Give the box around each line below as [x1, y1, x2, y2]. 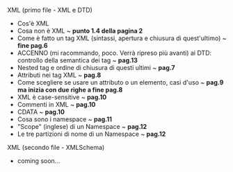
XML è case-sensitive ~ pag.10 [17, 93, 107, 101]
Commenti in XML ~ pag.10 [17, 101, 96, 108]
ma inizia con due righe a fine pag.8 [17, 86, 123, 94]
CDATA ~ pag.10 [17, 108, 65, 116]
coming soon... [17, 157, 61, 165]
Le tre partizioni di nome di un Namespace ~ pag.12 [17, 130, 166, 138]
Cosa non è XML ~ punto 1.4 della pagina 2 [17, 27, 143, 35]
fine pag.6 [17, 42, 48, 49]
